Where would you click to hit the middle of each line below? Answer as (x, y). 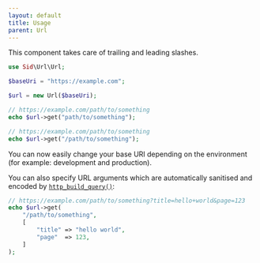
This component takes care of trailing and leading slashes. (104, 53)
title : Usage (30, 23)
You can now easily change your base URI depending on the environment (128, 154)
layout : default (35, 15)
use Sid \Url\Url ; (37, 67)
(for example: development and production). (80, 162)
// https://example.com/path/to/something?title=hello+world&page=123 (127, 201)
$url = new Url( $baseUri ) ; (53, 96)
